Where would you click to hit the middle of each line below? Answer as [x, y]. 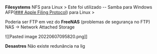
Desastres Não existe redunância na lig [45, 46]
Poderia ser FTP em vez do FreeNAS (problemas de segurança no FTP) [78, 22]
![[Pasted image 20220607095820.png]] [46, 37]
